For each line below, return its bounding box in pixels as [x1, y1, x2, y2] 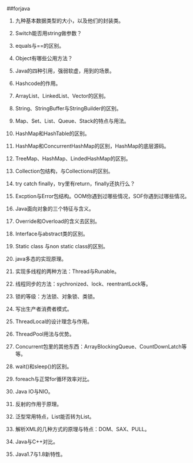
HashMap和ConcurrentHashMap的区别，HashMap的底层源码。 [15, 143, 169, 149]
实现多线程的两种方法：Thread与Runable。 [15, 268, 120, 275]
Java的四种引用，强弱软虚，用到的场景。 [15, 67, 115, 74]
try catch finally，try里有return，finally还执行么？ [15, 180, 135, 187]
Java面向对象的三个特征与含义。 [15, 205, 95, 212]
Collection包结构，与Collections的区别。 [15, 168, 114, 175]
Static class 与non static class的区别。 [15, 243, 108, 249]
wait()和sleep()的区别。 [15, 363, 72, 370]
